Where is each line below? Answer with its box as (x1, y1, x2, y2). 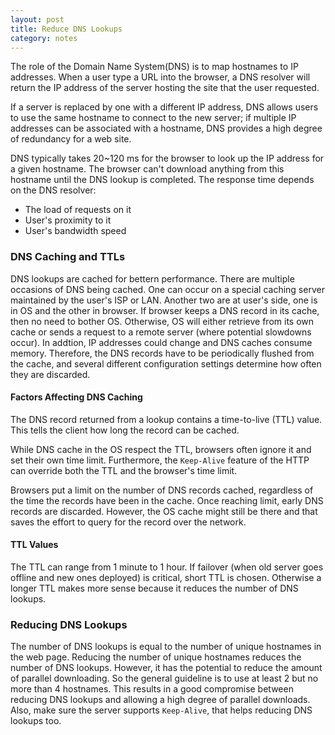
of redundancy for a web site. (10, 133, 132, 145)
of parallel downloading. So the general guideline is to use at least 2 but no (10, 672, 319, 685)
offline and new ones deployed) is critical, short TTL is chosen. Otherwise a (10, 572, 322, 584)
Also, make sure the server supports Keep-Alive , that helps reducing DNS (10, 704, 313, 716)
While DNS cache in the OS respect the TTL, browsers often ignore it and (10, 443, 312, 455)
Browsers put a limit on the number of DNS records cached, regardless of (10, 484, 314, 496)
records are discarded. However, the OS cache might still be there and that (10, 505, 318, 517)
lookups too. (10, 715, 62, 727)
